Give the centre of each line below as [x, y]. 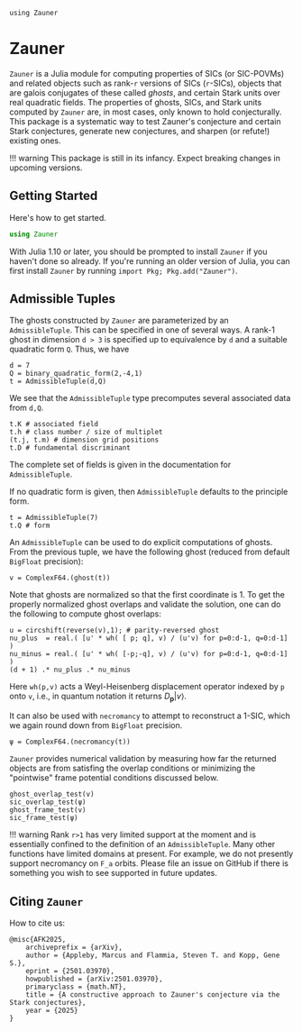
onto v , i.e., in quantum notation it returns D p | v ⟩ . [98, 697]
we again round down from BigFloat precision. [96, 725]
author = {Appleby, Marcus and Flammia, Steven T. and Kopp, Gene [153, 955]
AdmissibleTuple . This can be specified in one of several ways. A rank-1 [142, 330]
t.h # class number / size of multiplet [87, 433]
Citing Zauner [46, 901]
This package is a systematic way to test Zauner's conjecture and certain [145, 121]
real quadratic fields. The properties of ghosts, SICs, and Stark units [136, 102]
